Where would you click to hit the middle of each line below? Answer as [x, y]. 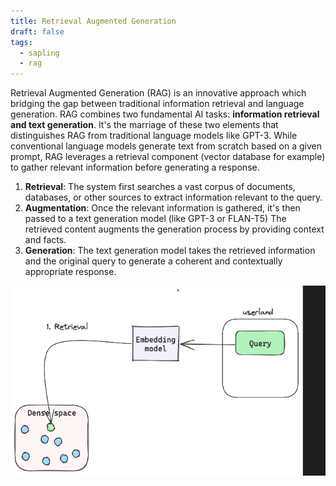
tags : [21, 42]
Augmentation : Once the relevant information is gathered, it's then [162, 208]
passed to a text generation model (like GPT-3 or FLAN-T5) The [155, 219]
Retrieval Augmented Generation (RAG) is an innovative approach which [158, 93]
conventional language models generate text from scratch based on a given [166, 146]
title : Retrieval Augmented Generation [93, 21]
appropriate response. [70, 272]
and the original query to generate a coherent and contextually [153, 261]
